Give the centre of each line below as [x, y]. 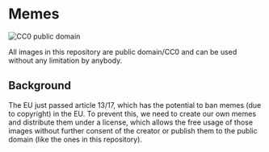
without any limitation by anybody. [65, 60]
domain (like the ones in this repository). [76, 139]
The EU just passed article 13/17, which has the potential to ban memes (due [135, 105]
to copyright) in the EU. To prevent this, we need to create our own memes [132, 113]
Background [40, 86]
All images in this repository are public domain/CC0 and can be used [123, 51]
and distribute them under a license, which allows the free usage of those [130, 122]
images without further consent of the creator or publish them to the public [133, 130]
